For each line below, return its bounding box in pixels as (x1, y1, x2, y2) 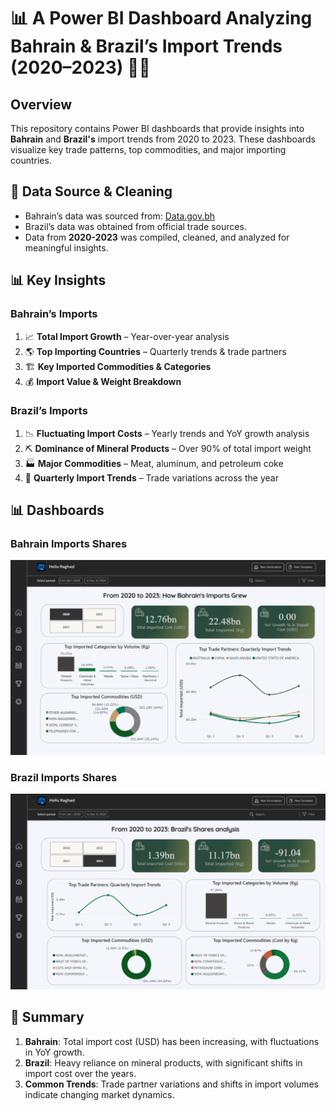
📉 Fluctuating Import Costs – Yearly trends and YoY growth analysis (24, 427, 310, 439)
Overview (10, 96, 73, 113)
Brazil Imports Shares (10, 770, 118, 784)
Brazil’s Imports (10, 404, 88, 418)
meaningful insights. (24, 241, 109, 254)
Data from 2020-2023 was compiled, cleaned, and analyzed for (24, 231, 290, 243)
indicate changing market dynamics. (24, 1088, 175, 1100)
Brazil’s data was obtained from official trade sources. (24, 220, 247, 232)
